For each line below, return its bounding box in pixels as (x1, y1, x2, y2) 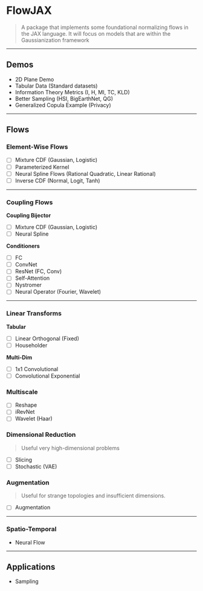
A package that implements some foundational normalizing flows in (21, 24, 188, 31)
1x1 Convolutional (14, 365, 59, 372)
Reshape (14, 401, 37, 409)
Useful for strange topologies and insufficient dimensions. (21, 492, 166, 499)
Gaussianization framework (21, 36, 89, 44)
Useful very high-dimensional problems (21, 444, 120, 451)
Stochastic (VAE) (14, 463, 57, 470)
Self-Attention (14, 274, 50, 282)
